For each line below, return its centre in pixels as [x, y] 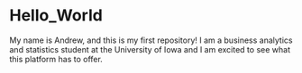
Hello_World [56, 16]
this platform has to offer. [56, 59]
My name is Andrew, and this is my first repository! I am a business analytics [151, 40]
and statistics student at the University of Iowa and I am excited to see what [150, 49]
